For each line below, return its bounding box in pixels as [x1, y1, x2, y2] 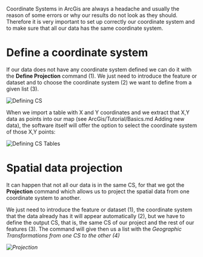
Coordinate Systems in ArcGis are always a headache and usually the [6, 5, 180, 12]
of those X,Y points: [6, 128, 56, 135]
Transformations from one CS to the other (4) [6, 231, 120, 239]
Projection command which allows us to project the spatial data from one [6, 188, 190, 195]
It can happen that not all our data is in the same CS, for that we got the [6, 181, 185, 188]
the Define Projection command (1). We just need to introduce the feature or [6, 72, 198, 80]
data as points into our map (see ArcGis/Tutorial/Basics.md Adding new [6, 115, 185, 122]
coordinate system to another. [6, 194, 81, 201]
